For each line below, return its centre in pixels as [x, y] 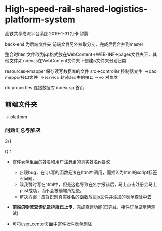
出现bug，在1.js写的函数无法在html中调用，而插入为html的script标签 [88, 172]
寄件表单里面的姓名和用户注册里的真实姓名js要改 [61, 162]
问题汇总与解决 [23, 130]
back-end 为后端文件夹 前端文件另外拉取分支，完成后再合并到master [74, 44]
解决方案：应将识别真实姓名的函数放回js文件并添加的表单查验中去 [85, 197]
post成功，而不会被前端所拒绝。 [52, 191]
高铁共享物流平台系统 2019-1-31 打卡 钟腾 [47, 33]
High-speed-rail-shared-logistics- [77, 9]
